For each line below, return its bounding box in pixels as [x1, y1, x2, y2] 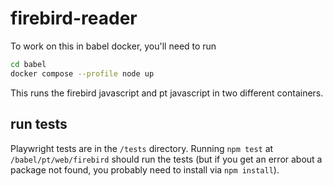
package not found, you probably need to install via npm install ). [10, 163, 280, 176]
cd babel [10, 59, 47, 69]
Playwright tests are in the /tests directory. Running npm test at [10, 142, 274, 154]
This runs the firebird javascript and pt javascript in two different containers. [10, 87, 324, 99]
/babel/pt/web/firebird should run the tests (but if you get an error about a [10, 153, 323, 165]
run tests [10, 116, 68, 133]
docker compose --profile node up [10, 68, 155, 79]
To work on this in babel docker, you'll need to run [10, 40, 217, 52]
